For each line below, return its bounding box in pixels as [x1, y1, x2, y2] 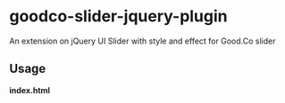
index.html [9, 84, 51, 95]
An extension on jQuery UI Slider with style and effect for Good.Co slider [9, 36, 276, 46]
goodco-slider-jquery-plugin [9, 6, 228, 27]
